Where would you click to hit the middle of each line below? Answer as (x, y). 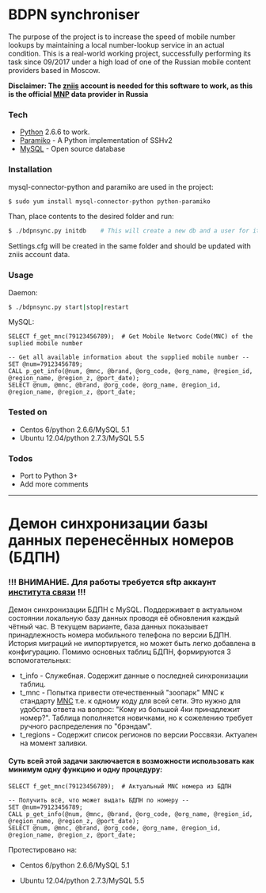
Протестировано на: (43, 849)
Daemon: (23, 292)
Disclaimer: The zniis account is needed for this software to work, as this (131, 86)
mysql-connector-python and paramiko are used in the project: (111, 187)
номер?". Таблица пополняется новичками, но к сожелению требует (136, 718)
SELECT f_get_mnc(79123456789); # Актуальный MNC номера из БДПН (120, 786)
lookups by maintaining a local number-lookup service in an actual (116, 44)
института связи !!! (47, 592)
